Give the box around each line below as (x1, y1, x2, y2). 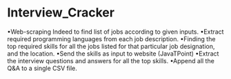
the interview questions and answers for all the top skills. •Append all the (7, 56, 215, 65)
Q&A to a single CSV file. (7, 64, 77, 72)
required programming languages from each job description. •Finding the (7, 34, 216, 43)
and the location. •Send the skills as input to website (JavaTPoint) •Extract (7, 49, 219, 58)
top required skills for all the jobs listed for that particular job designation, (7, 42, 215, 50)
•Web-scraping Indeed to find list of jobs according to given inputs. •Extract (7, 27, 224, 36)
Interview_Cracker (7, 5, 115, 21)
